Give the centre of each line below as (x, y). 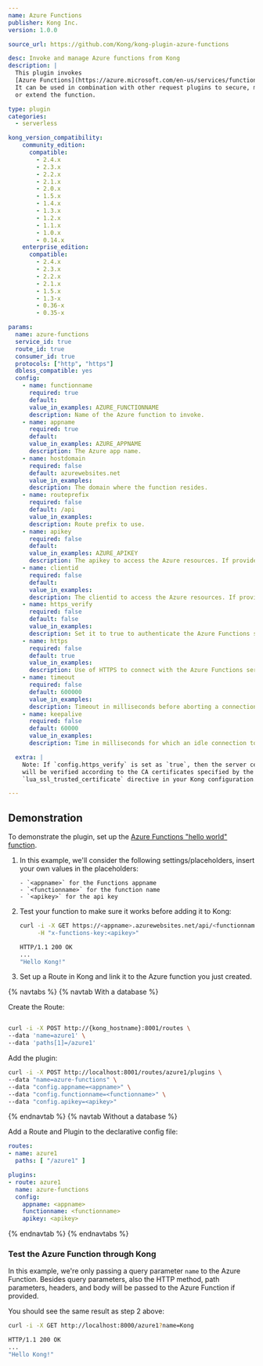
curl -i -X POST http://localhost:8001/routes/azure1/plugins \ (115, 1072)
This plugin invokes (49, 73)
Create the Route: (36, 1007)
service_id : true (43, 341)
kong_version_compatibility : (56, 138)
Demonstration (46, 818)
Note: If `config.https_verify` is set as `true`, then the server (134, 765)
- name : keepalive (52, 714)
